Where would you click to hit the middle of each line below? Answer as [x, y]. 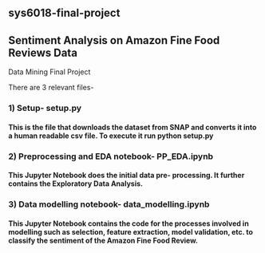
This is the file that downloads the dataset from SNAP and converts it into [132, 127]
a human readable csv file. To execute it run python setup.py [111, 136]
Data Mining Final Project [49, 72]
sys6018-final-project [64, 13]
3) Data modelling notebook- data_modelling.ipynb [109, 204]
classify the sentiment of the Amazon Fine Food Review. [103, 240]
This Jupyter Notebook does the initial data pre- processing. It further [127, 176]
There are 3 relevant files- [51, 88]
